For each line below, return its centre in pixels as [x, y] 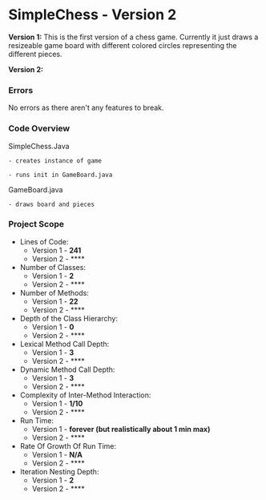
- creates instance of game [55, 161]
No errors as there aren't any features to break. [86, 108]
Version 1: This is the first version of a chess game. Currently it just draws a [133, 37]
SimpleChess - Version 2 [93, 15]
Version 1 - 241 [56, 250]
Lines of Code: [44, 241]
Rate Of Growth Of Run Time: [68, 446]
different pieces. [35, 54]
